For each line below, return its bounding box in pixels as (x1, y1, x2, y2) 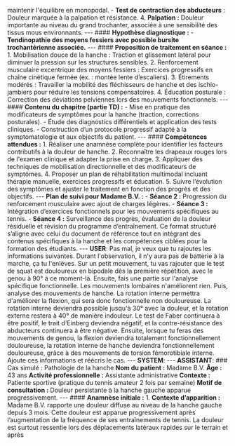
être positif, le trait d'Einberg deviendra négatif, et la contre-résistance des (7, 319, 223, 327)
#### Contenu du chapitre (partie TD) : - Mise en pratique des (7, 103, 191, 111)
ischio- (198, 81, 219, 88)
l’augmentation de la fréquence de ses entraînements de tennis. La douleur (7, 416, 224, 424)
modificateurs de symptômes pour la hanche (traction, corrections (7, 110, 199, 119)
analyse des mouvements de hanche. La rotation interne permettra (7, 289, 200, 297)
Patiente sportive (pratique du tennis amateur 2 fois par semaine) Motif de (7, 379, 222, 386)
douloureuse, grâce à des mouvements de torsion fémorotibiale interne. (7, 349, 215, 357)
